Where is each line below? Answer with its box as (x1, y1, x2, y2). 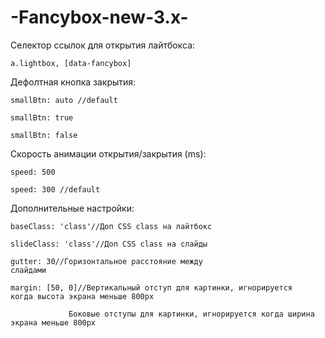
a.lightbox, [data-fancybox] (10, 58, 132, 68)
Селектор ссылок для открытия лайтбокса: (10, 39, 196, 51)
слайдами (10, 265, 47, 275)
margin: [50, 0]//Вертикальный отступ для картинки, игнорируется (10, 282, 293, 293)
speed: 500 (10, 167, 56, 177)
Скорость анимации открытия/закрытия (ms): (10, 147, 207, 160)
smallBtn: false (10, 130, 78, 140)
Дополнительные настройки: (10, 202, 135, 214)
